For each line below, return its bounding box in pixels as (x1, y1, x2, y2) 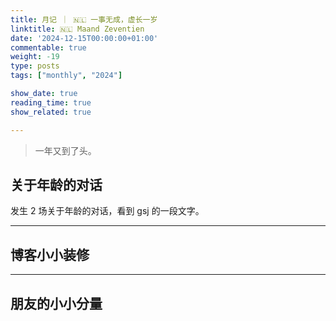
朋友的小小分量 (10, 295, 103, 312)
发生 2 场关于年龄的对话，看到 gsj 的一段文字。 (10, 205, 205, 217)
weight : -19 (10, 52, 60, 62)
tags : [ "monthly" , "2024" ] (10, 71, 123, 81)
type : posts (10, 61, 60, 71)
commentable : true (10, 42, 87, 53)
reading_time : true (10, 97, 92, 108)
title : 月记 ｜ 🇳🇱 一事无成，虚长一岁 (10, 14, 158, 25)
